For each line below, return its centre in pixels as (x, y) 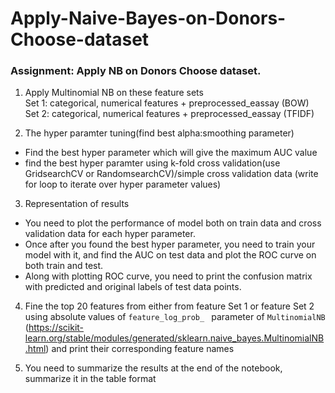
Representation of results (77, 204)
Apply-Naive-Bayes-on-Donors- (148, 18)
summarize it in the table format (90, 379)
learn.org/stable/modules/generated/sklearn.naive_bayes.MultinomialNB (174, 338)
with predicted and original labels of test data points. (133, 287)
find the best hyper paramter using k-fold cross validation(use (152, 163)
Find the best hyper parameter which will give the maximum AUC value (171, 153)
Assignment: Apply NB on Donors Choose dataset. (136, 71)
